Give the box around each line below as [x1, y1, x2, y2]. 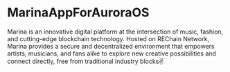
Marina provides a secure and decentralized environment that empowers [7, 42, 215, 50]
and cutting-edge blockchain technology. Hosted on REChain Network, [7, 34, 210, 43]
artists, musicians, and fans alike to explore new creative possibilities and [7, 49, 217, 58]
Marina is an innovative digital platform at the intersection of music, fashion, [7, 27, 224, 36]
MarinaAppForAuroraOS [7, 5, 150, 21]
